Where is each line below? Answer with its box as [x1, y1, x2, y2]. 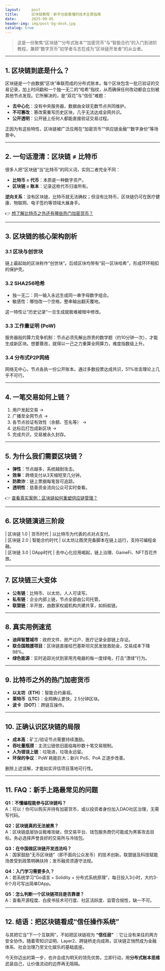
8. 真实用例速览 [5, 623, 52, 631]
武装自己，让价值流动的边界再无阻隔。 [5, 961, 82, 967]
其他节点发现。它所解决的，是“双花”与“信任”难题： [5, 92, 108, 99]
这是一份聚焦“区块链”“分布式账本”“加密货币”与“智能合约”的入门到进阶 [17, 40, 158, 46]
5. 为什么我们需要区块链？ [5, 452, 83, 460]
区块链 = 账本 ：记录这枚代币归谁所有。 [12, 183, 91, 189]
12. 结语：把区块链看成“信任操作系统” [5, 918, 119, 926]
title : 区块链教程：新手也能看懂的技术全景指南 [5, 12, 101, 17]
